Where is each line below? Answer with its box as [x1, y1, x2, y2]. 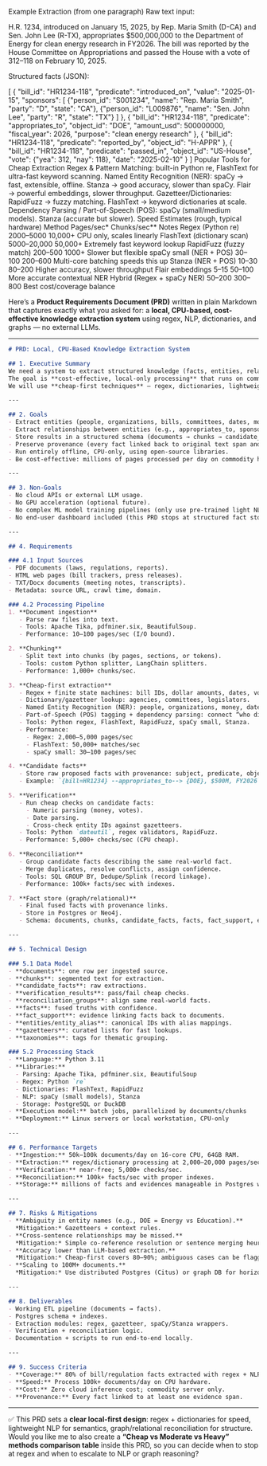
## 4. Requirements [8, 542, 73, 551]
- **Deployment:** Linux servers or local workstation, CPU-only [8, 1115, 229, 1123]
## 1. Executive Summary [8, 359, 91, 367]
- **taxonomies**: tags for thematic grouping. [8, 1033, 169, 1042]
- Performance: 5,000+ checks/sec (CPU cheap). [18, 836, 180, 844]
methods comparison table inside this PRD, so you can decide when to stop [8, 1441, 259, 1450]
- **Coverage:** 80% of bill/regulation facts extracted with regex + [8, 1370, 247, 1378]
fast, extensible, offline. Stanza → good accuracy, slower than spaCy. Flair [8, 180, 252, 190]
